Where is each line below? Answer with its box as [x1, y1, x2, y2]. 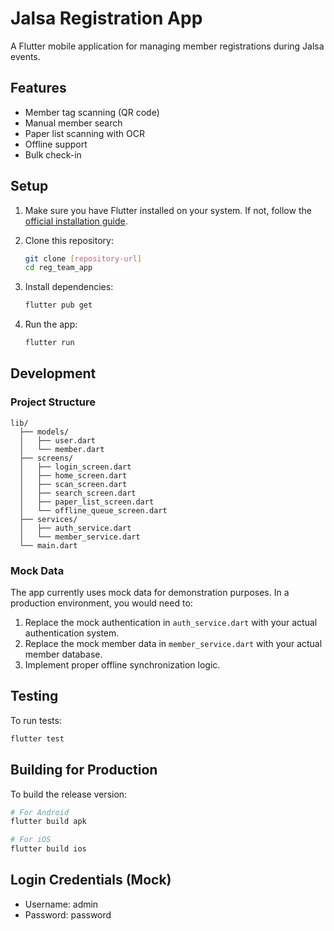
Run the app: [24, 318, 78, 331]
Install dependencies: [24, 281, 114, 293]
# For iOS [10, 835, 52, 845]
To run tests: [10, 714, 62, 726]
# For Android [10, 807, 70, 817]
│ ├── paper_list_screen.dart [19, 497, 155, 507]
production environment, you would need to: [10, 597, 193, 609]
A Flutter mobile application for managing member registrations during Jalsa [10, 40, 325, 52]
